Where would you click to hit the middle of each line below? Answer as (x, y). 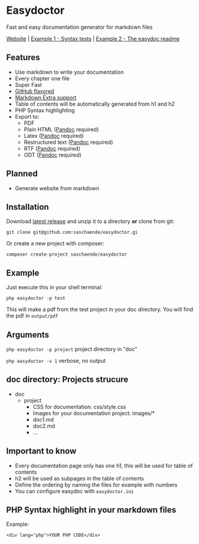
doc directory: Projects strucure (67, 379)
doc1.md (43, 419)
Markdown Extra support (46, 97)
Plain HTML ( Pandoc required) (61, 129)
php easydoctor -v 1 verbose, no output (56, 361)
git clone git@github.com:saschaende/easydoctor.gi (72, 232)
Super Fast (28, 85)
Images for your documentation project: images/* (94, 413)
